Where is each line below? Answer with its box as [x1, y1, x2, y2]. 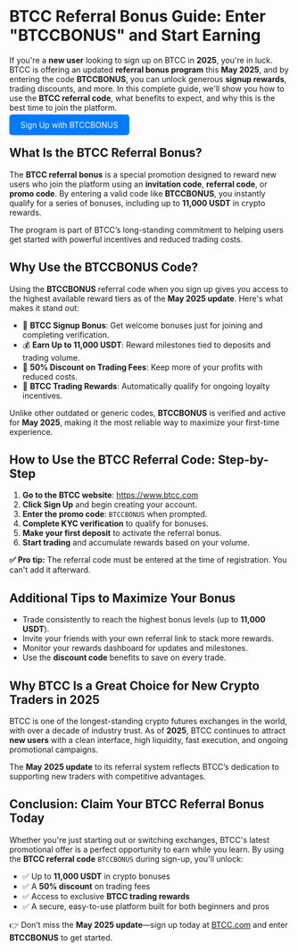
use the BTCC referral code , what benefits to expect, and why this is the [9, 92, 276, 104]
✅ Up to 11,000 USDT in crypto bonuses [21, 871, 171, 881]
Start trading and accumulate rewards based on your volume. [21, 538, 250, 548]
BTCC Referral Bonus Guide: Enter [9, 6, 266, 27]
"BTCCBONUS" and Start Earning [9, 25, 261, 46]
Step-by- [217, 452, 269, 467]
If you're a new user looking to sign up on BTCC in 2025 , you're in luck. [9, 54, 274, 65]
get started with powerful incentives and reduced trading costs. [9, 234, 244, 245]
